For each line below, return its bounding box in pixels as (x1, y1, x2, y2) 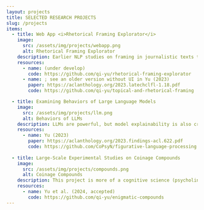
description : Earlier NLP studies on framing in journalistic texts (17, 54, 194, 60)
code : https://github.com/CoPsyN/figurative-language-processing (28, 143, 197, 149)
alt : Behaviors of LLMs (22, 116, 83, 122)
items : (6, 25, 23, 32)
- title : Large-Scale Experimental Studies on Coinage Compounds (12, 155, 181, 161)
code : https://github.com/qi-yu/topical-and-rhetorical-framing (28, 88, 194, 94)
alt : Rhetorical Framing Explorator (22, 48, 115, 54)
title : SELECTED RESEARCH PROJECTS (6, 15, 97, 21)
